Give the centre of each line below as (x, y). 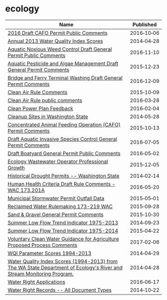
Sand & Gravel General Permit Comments (56, 214)
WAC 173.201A (26, 190)
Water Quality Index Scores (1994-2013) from (63, 261)
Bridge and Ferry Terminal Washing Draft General (65, 78)
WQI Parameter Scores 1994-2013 (50, 253)
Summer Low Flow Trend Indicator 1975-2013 (63, 223)
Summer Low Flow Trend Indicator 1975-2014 (63, 231)
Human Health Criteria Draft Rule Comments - (62, 184)
